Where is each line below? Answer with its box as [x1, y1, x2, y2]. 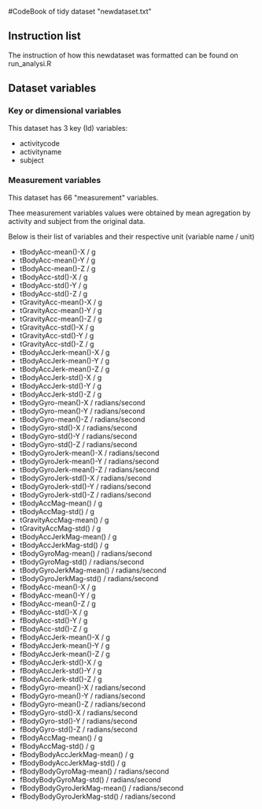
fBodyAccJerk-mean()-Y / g [19, 640, 110, 650]
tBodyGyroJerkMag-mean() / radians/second [19, 565, 167, 575]
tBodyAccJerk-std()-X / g [19, 372, 102, 382]
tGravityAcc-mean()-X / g [19, 297, 102, 307]
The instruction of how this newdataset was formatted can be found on [8, 50, 238, 60]
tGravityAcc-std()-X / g [19, 322, 94, 332]
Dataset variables [8, 82, 97, 95]
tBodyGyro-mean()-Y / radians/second [19, 406, 146, 416]
